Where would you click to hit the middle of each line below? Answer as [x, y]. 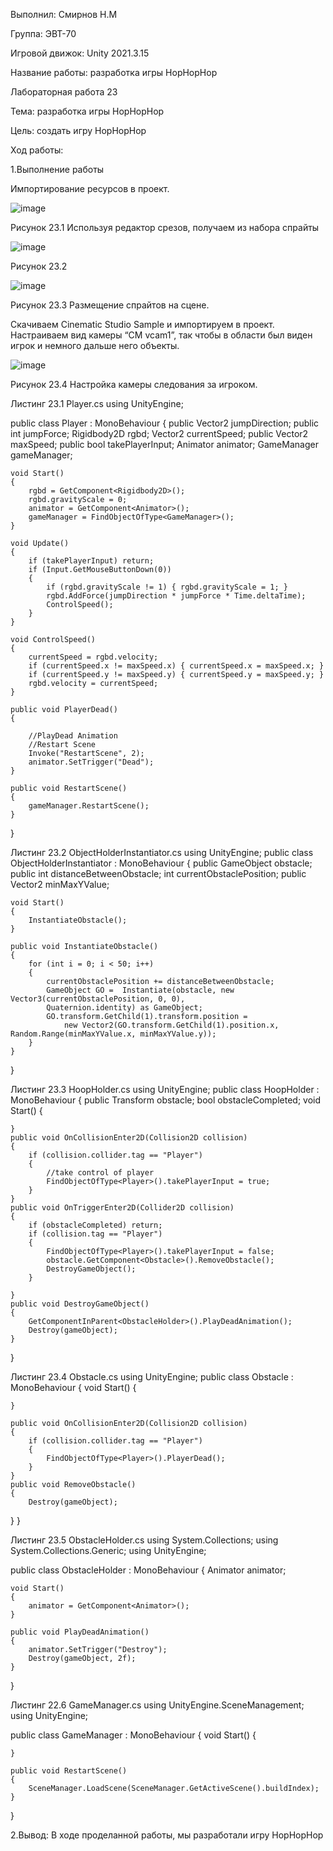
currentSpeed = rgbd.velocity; [93, 657]
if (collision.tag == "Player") [95, 1234]
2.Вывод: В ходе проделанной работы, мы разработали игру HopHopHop [167, 1835]
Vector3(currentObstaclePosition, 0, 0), [98, 999]
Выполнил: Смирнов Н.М [64, 14]
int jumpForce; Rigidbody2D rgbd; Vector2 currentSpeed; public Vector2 [159, 433]
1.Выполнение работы [57, 169]
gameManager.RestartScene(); [89, 806]
